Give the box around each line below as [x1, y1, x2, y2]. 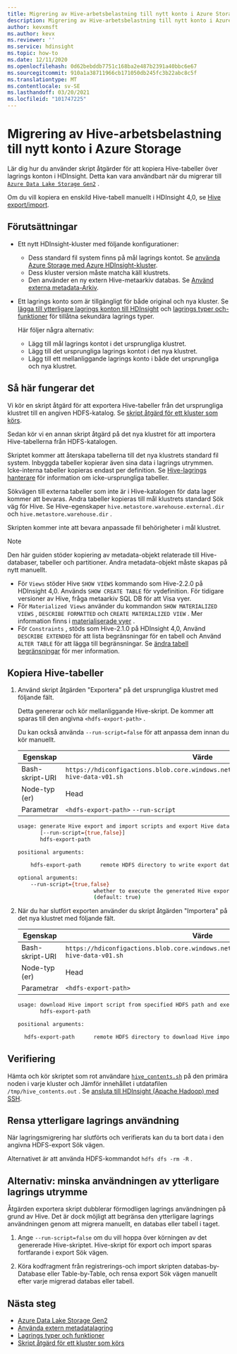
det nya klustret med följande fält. [17, 914, 116, 923]
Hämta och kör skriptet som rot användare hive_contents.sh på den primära [7, 1072, 229, 1080]
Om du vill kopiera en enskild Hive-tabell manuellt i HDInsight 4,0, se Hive [7, 193, 221, 201]
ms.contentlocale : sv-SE [7, 83, 80, 90]
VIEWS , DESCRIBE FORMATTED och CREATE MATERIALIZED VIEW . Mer [17, 609, 203, 617]
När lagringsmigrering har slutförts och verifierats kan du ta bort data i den [7, 1133, 224, 1142]
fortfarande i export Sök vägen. [17, 1248, 109, 1257]
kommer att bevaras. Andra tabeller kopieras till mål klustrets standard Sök [7, 495, 224, 503]
